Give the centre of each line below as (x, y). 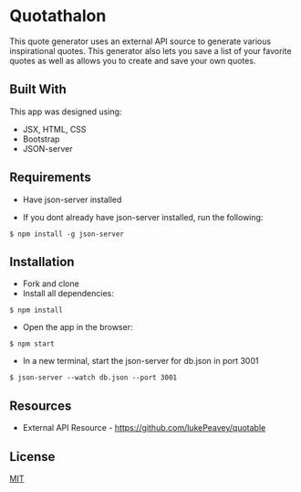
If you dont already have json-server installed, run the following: (143, 217)
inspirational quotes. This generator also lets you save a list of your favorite (150, 50)
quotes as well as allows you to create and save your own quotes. (133, 60)
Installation (42, 262)
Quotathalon (58, 16)
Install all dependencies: (68, 294)
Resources (41, 406)
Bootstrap (41, 139)
